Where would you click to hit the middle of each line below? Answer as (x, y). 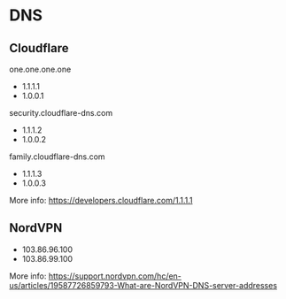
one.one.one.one (40, 69)
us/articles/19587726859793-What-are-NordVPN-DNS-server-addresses (143, 285)
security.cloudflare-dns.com (61, 113)
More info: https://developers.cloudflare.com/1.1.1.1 (101, 200)
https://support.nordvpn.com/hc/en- (115, 276)
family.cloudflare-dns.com (57, 157)
